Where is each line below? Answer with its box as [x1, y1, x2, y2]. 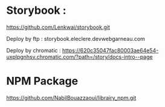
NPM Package [6, 75, 79, 88]
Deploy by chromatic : [6, 46, 62, 54]
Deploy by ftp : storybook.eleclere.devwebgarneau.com [6, 35, 145, 42]
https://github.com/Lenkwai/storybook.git [6, 23, 111, 31]
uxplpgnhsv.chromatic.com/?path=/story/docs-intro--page [6, 53, 153, 60]
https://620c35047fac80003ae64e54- [62, 46, 159, 54]
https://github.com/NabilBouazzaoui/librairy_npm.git [6, 94, 137, 101]
